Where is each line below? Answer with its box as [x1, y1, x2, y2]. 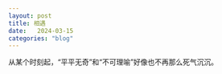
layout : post [8, 11, 52, 20]
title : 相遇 [8, 19, 46, 27]
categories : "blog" [8, 34, 74, 43]
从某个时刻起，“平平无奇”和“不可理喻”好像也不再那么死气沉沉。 [8, 57, 219, 67]
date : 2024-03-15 [8, 27, 74, 35]
